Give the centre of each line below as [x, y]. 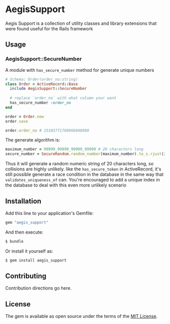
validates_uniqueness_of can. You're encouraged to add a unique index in [83, 180]
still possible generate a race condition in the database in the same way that [84, 174]
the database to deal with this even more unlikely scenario [66, 185]
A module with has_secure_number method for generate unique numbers [80, 70]
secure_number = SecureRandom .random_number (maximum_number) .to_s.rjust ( [85, 154]
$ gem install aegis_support [36, 260]
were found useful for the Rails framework [49, 28]
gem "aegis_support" [27, 222]
